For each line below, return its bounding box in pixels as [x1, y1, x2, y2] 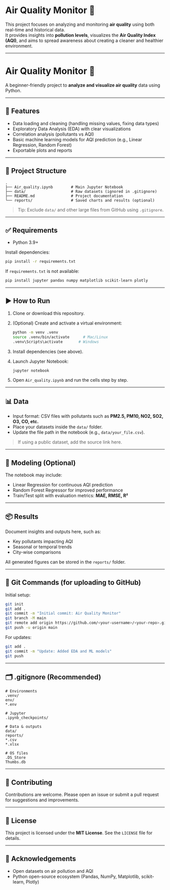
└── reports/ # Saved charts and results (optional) [5, 197, 155, 203]
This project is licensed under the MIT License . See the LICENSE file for [5, 830, 153, 836]
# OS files [5, 751, 28, 756]
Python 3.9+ [12, 239, 39, 246]
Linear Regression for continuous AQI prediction [12, 482, 113, 488]
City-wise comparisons [12, 549, 61, 555]
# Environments [5, 689, 37, 694]
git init [5, 601, 24, 606]
